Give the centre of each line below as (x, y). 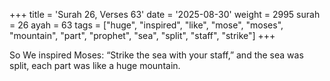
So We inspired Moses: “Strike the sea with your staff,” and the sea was (156, 55)
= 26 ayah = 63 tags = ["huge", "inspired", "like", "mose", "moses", (146, 25)
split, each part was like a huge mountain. (95, 65)
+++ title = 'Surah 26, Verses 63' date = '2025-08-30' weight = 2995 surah (165, 14)
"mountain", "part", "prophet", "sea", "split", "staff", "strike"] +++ (142, 35)
